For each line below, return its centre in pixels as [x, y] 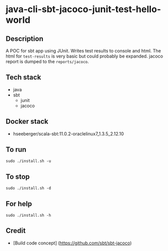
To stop [18, 177]
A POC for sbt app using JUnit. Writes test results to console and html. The [83, 51]
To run [16, 150]
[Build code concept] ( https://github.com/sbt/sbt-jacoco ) [72, 243]
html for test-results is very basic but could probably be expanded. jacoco [85, 56]
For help [19, 204]
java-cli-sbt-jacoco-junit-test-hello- [83, 9]
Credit [16, 231]
